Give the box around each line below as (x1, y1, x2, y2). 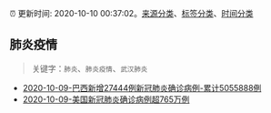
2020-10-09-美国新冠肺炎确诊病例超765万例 (22, 94, 190, 105)
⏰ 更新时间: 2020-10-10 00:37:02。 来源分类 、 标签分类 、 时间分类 (9, 8, 254, 18)
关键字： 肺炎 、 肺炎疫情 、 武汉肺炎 (31, 63, 148, 74)
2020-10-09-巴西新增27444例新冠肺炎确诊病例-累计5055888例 (22, 82, 262, 93)
